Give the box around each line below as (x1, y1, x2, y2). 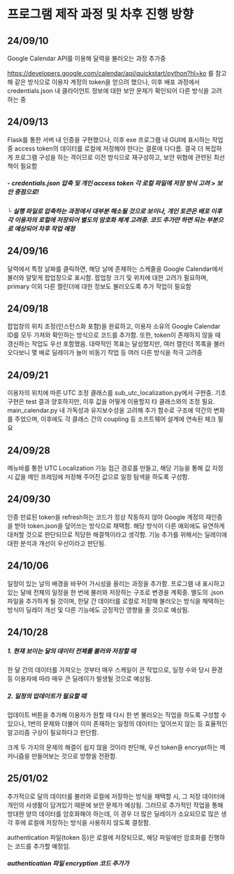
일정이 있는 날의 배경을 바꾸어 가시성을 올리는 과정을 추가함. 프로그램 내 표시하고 (7, 579, 226, 588)
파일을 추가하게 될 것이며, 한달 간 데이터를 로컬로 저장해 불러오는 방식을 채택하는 (7, 597, 226, 605)
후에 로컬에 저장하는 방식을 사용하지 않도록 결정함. (14, 818, 151, 826)
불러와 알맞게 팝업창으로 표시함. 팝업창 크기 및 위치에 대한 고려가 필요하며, (7, 273, 208, 282)
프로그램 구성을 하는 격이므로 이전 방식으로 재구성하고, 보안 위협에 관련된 (14, 153, 212, 161)
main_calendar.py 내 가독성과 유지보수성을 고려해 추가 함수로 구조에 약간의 (7, 406, 212, 415)
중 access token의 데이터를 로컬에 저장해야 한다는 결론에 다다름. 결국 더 (7, 144, 204, 153)
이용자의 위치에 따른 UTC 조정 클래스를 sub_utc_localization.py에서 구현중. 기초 (7, 389, 227, 397)
